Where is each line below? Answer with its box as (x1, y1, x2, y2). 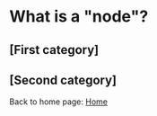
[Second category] (9, 72, 118, 87)
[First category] (9, 42, 100, 58)
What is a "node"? (9, 6, 149, 27)
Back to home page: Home (9, 96, 108, 107)
